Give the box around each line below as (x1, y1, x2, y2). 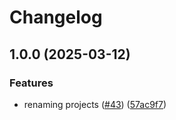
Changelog (9, 6, 103, 29)
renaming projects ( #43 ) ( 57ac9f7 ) (23, 98, 167, 110)
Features (9, 76, 54, 90)
